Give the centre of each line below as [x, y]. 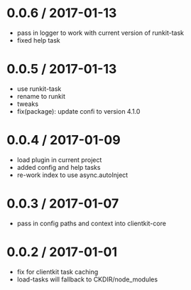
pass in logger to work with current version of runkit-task [100, 33]
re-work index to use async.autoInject [72, 175]
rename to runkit [41, 96]
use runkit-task [39, 88]
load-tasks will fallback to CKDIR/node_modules [87, 279]
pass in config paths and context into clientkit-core [91, 223]
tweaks [28, 104]
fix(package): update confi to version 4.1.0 [78, 111]
